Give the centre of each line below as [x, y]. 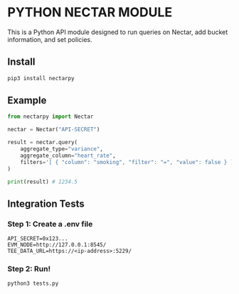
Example [27, 100]
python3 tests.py [33, 284]
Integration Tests [46, 203]
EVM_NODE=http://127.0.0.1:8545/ [57, 245]
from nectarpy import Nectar [51, 117]
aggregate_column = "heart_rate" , [68, 156]
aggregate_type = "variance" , [62, 149]
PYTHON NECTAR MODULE [90, 12]
